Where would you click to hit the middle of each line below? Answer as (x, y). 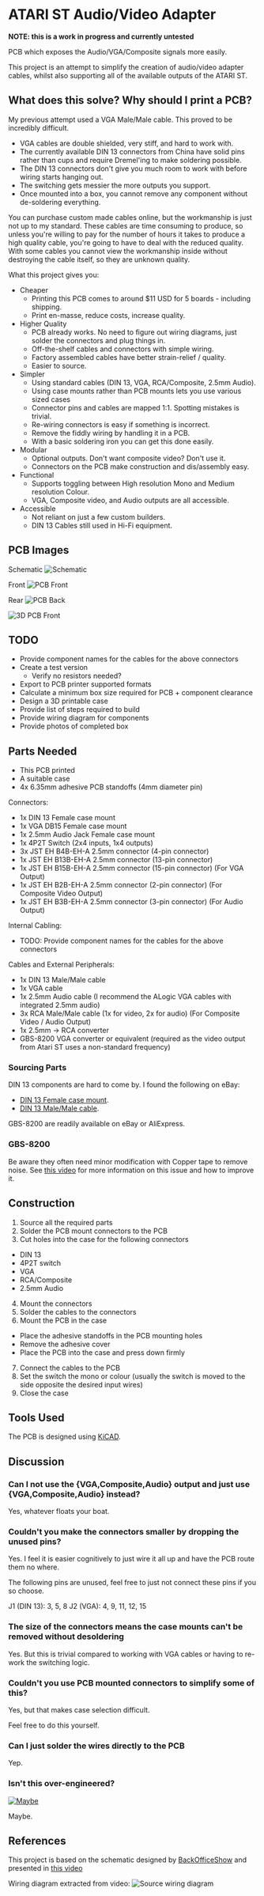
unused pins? (35, 1542)
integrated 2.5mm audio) (60, 1005)
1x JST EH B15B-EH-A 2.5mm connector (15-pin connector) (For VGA (132, 869)
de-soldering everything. (60, 202)
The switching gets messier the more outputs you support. (115, 185)
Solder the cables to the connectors (78, 1311)
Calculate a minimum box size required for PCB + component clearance (136, 693)
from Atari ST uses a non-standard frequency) (95, 1047)
